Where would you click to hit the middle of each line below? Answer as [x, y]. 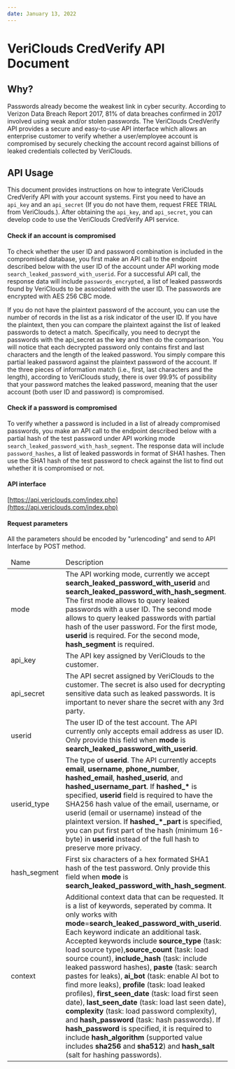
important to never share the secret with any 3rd [145, 703]
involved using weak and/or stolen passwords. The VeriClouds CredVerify [114, 121]
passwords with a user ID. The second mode [138, 609]
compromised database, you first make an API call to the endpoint [102, 259]
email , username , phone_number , [122, 769]
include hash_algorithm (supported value [134, 1037]
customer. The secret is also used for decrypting [145, 685]
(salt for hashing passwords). [114, 1055]
